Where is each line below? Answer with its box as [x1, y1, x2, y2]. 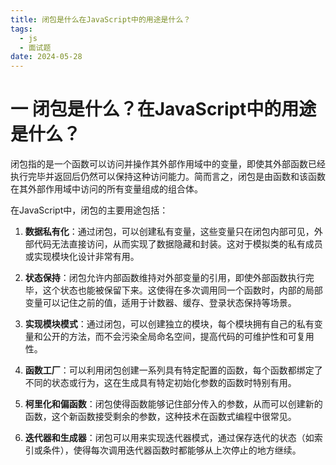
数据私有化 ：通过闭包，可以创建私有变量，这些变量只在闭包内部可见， [24, 226, 315, 238]
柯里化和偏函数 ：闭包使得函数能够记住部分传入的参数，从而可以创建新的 [24, 398, 323, 410]
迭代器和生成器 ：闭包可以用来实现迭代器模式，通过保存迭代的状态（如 [24, 432, 315, 444]
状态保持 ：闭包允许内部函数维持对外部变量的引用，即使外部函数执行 [24, 272, 306, 284]
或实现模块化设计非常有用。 [24, 251, 140, 263]
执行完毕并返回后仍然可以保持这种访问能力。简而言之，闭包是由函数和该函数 [10, 171, 326, 183]
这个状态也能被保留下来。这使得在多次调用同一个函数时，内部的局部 [42, 284, 323, 296]
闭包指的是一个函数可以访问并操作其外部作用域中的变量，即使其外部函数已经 [10, 158, 326, 170]
